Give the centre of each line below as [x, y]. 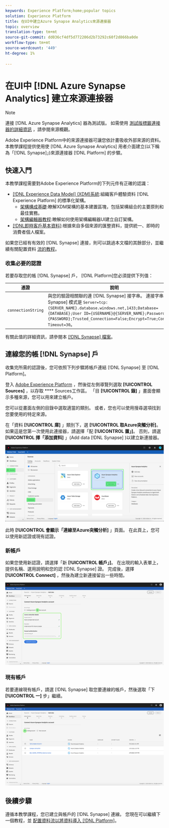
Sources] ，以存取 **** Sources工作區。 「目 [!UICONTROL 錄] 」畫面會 [81, 391]
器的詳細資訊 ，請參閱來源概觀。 [39, 129]
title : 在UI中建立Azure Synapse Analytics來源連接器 [58, 21]
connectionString [25, 311]
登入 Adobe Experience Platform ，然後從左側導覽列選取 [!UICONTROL [79, 384]
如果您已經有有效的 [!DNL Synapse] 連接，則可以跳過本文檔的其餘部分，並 [82, 243]
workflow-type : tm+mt [28, 43]
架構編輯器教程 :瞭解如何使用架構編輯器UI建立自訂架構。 [78, 219]
